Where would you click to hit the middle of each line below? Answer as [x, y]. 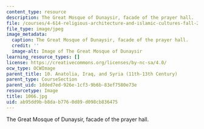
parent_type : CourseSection [42, 79]
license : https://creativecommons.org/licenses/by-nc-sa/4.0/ [87, 62]
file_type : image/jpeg [35, 29]
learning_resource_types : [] [43, 57]
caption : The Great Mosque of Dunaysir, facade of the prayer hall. [100, 40]
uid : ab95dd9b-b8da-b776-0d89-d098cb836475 [62, 102]
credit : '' [25, 46]
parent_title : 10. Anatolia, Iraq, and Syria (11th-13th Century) [92, 74]
